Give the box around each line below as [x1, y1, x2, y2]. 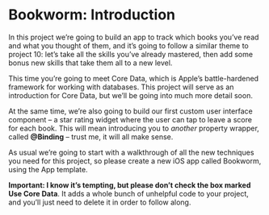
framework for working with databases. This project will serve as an [8, 82, 234, 92]
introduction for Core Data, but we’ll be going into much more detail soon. [8, 90, 253, 100]
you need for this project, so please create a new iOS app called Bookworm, [8, 155, 262, 166]
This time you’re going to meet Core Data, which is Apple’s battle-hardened [8, 73, 259, 83]
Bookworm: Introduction [8, 6, 176, 24]
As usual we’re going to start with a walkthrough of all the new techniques [8, 147, 254, 157]
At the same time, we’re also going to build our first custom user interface [8, 106, 253, 116]
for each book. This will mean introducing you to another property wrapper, [8, 123, 260, 133]
